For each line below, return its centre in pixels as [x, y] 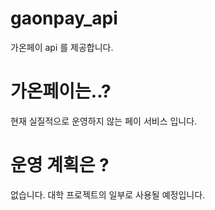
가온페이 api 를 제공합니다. [62, 47]
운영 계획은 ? [60, 165]
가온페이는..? [61, 91]
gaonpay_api [64, 18]
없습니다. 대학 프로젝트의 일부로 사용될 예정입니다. [108, 194]
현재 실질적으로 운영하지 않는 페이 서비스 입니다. [104, 121]
